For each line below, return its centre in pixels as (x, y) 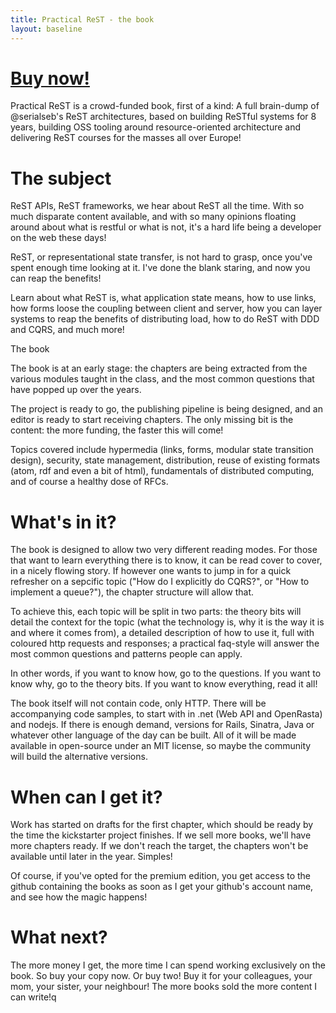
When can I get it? (86, 797)
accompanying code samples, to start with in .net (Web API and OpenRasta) (166, 714)
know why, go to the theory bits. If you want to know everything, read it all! (164, 684)
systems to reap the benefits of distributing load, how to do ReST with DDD (165, 319)
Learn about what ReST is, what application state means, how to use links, (163, 298)
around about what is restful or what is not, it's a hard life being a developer (166, 227)
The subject (61, 178)
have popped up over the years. (76, 390)
